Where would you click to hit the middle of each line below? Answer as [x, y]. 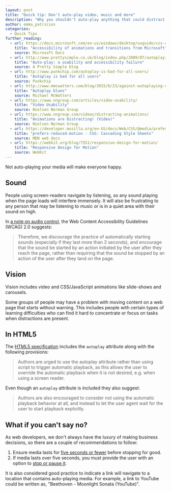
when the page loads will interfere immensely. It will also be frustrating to [82, 201]
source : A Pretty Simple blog [47, 67]
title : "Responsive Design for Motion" [57, 148]
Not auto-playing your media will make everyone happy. [64, 167]
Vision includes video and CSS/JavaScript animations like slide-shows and [83, 287]
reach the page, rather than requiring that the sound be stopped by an [91, 253]
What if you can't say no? [47, 425]
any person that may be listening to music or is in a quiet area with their [80, 206]
